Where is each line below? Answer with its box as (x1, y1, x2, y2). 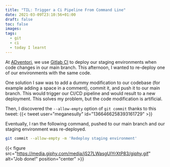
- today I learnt (10, 45, 47, 50)
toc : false (5, 21, 28, 27)
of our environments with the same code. (5, 69, 91, 76)
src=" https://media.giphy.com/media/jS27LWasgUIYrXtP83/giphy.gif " (5, 150, 151, 156)
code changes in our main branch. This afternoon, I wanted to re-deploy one (5, 64, 165, 70)
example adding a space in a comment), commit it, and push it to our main (5, 85, 160, 91)
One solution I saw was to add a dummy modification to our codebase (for (5, 79, 160, 86)
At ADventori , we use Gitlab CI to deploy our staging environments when (5, 59, 157, 65)
